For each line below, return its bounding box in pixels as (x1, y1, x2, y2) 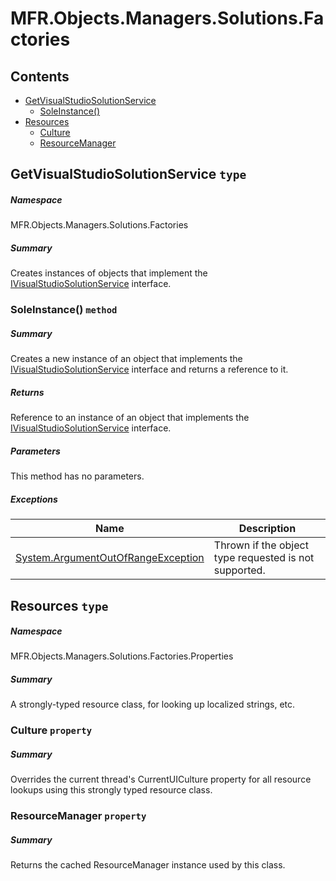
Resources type (10, 597, 109, 614)
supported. (213, 563, 266, 577)
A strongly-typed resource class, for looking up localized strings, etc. (10, 698, 296, 711)
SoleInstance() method (10, 303, 118, 317)
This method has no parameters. (10, 470, 145, 482)
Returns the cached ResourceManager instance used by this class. (10, 859, 286, 871)
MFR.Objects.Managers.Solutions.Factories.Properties (10, 650, 234, 662)
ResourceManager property (10, 809, 147, 823)
